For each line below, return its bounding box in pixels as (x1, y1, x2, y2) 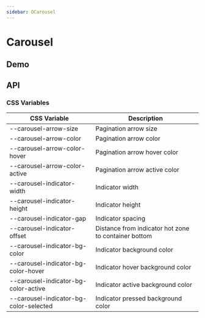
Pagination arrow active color (95, 165, 180, 174)
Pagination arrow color (95, 134, 160, 143)
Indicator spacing (95, 214, 146, 222)
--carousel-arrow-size (9, 124, 78, 133)
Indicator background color (95, 245, 174, 253)
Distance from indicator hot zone (95, 224, 190, 232)
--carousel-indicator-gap (9, 214, 87, 222)
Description (128, 114, 164, 122)
